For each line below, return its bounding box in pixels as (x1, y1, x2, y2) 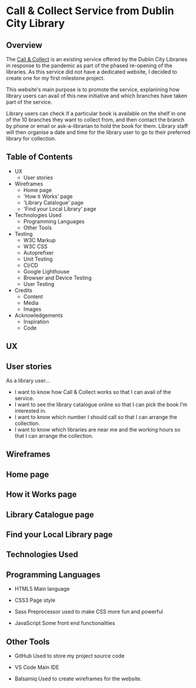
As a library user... (6, 377, 50, 384)
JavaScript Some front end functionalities (14, 620, 116, 627)
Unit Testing (23, 255, 53, 262)
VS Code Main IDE (14, 663, 60, 670)
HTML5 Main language (14, 585, 70, 592)
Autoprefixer (23, 249, 54, 256)
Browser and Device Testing (23, 274, 92, 281)
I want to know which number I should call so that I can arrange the (14, 414, 177, 421)
